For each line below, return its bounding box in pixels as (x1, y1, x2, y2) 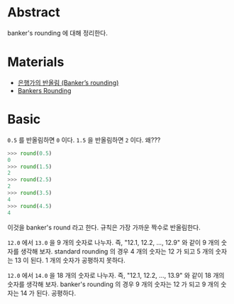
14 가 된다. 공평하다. (20, 288, 77, 297)
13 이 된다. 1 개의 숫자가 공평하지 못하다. (14, 256, 126, 264)
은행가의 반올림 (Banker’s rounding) (17, 78, 119, 87)
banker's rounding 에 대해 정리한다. (7, 28, 108, 37)
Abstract (7, 4, 60, 21)
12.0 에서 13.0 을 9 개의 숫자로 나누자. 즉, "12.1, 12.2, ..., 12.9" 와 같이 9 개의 (7, 238, 220, 246)
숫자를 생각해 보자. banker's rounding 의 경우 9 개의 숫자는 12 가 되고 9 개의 (7, 280, 220, 288)
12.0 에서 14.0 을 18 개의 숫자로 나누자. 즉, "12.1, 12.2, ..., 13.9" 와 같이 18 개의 (7, 271, 225, 279)
